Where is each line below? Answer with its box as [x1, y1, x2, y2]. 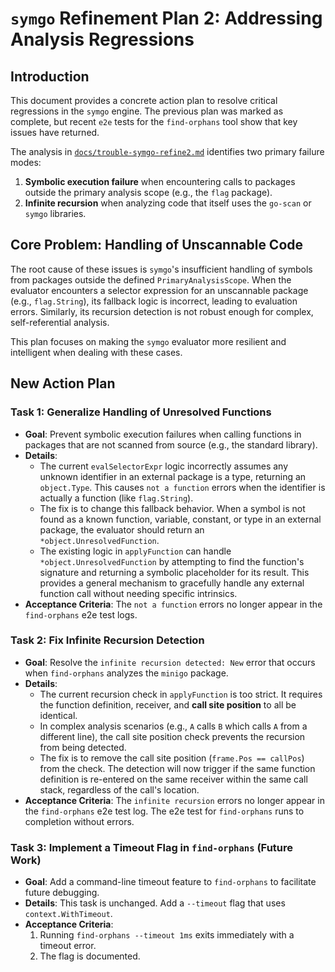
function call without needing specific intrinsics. [39, 587, 238, 599]
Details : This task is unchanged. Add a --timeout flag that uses [24, 897, 286, 909]
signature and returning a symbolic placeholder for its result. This [39, 566, 310, 578]
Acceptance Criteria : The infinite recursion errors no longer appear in [24, 794, 325, 806]
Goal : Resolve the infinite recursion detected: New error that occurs [24, 656, 316, 668]
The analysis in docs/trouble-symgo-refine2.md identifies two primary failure [10, 146, 325, 157]
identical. [39, 709, 78, 721]
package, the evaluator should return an [39, 523, 205, 536]
